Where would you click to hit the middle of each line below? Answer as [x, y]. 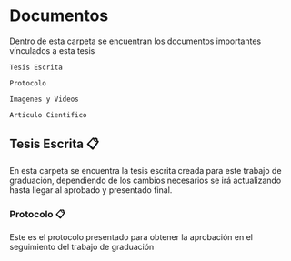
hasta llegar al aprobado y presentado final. [91, 190]
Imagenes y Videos [44, 99]
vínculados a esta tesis [52, 50]
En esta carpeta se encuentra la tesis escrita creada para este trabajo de [145, 170]
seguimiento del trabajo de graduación [82, 247]
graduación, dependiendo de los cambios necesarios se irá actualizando [145, 180]
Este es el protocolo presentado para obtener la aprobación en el [131, 237]
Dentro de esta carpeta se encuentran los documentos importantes [135, 41]
